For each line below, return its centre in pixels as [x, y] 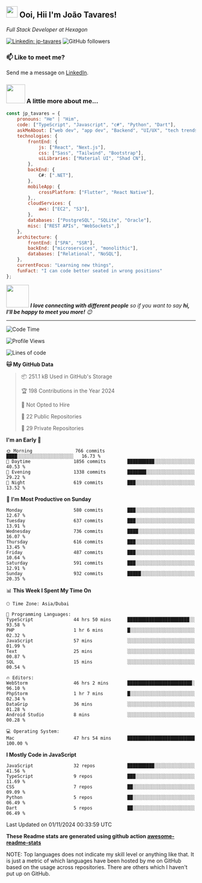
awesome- [161, 836]
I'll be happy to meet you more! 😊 [49, 312]
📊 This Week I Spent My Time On [49, 590]
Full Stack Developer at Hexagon [47, 29]
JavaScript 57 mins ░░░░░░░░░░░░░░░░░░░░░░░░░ [101, 641]
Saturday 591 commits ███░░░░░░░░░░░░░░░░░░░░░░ [101, 563]
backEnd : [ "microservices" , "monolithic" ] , [83, 248]
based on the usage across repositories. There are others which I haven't [97, 867]
